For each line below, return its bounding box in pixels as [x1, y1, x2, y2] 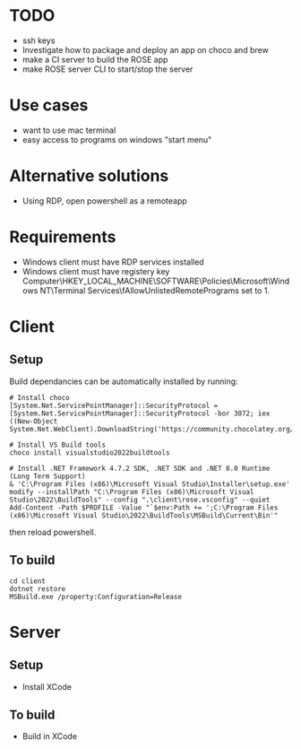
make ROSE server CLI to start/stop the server [21, 64, 193, 74]
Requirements [9, 227, 116, 247]
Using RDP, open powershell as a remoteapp [21, 195, 188, 206]
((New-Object [9, 416, 58, 426]
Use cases [9, 95, 89, 116]
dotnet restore [9, 584, 66, 593]
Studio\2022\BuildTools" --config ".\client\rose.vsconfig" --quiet [9, 495, 271, 504]
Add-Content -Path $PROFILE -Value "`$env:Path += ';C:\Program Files [9, 503, 279, 512]
